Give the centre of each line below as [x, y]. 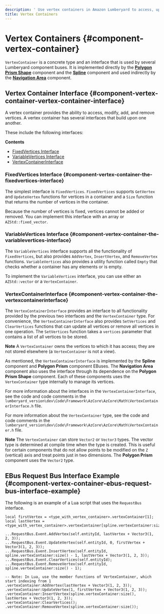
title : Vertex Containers [31, 14]
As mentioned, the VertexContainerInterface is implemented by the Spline [80, 361]
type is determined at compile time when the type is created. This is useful [80, 445]
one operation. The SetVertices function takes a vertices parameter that [78, 332]
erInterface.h [20, 407]
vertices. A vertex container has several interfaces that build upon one [76, 118]
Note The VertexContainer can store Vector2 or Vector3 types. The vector [79, 440]
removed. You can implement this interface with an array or [65, 216]
